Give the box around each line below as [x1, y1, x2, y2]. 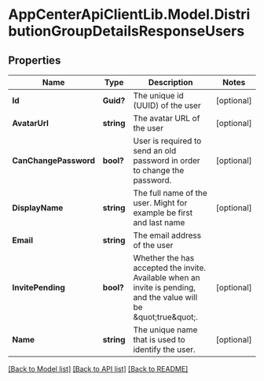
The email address [133, 230, 202, 241]
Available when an [133, 272, 200, 283]
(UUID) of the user [133, 100, 202, 111]
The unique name [133, 324, 198, 335]
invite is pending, [133, 282, 196, 293]
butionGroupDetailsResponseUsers [8, 22, 245, 40]
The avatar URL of [133, 113, 200, 124]
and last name [133, 217, 185, 227]
